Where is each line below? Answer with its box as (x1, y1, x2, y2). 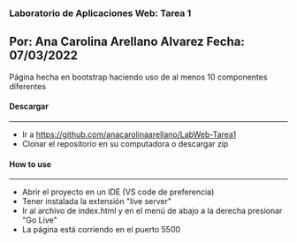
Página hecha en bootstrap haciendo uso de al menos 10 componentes (9, 72, 268, 82)
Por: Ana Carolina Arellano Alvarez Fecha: (9, 34, 245, 49)
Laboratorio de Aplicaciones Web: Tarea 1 (9, 7, 192, 19)
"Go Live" (21, 215, 57, 225)
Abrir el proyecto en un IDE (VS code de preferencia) (21, 186, 215, 197)
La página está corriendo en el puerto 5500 (21, 224, 181, 235)
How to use (9, 158, 51, 170)
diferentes (9, 80, 47, 91)
